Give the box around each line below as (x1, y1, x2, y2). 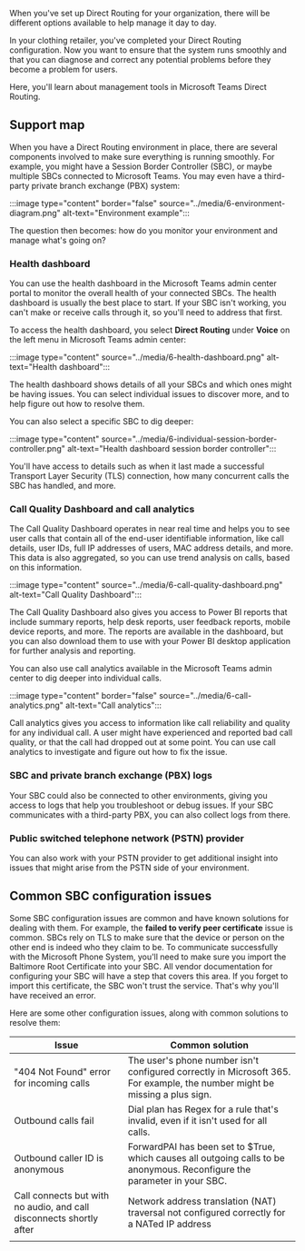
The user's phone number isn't (127, 1054, 259, 1067)
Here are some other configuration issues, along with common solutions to (9, 1008, 289, 1018)
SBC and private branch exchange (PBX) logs (9, 769, 213, 782)
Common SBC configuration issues (9, 889, 212, 904)
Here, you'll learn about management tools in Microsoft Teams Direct (9, 82, 268, 92)
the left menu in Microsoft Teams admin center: (9, 334, 187, 345)
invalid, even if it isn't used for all (127, 1114, 268, 1127)
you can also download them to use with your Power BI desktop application (9, 636, 291, 647)
